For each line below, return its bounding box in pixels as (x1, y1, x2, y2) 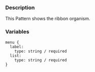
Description (5, 4, 35, 11)
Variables (5, 28, 29, 35)
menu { (5, 40, 19, 45)
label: (10, 44, 24, 49)
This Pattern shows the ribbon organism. (5, 16, 90, 22)
